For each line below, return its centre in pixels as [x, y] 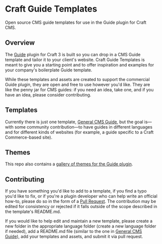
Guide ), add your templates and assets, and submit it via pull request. [74, 237]
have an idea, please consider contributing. [48, 95]
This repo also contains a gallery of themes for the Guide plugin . [69, 164]
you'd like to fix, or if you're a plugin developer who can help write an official [81, 196]
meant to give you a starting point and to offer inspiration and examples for [80, 65]
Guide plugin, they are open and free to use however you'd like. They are [78, 84]
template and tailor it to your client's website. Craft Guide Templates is [75, 60]
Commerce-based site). [29, 137]
